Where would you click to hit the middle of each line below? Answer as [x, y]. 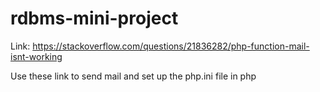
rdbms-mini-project [94, 18]
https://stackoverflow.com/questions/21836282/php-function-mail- [171, 46]
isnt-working [36, 56]
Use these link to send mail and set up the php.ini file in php [133, 76]
